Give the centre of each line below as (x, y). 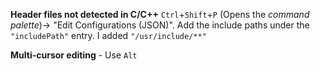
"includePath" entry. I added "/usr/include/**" (108, 35)
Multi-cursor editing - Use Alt (74, 55)
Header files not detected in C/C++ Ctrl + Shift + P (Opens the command (160, 14)
